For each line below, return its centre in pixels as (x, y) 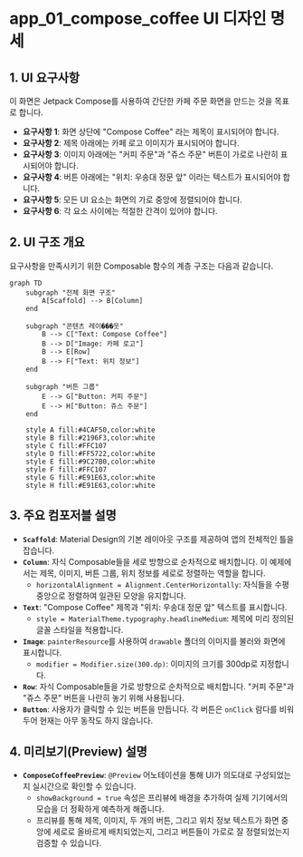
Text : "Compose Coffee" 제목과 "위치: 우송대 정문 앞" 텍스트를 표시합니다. (155, 607)
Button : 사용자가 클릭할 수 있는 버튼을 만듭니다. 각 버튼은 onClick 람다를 (150, 709)
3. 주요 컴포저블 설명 (63, 516)
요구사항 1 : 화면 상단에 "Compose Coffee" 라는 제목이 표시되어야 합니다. (151, 131)
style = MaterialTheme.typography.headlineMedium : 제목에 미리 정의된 (165, 618)
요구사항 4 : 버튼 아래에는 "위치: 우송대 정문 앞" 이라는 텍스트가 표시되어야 (151, 177)
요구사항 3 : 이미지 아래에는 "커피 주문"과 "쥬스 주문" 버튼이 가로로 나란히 (150, 154)
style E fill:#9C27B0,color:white (90, 462)
